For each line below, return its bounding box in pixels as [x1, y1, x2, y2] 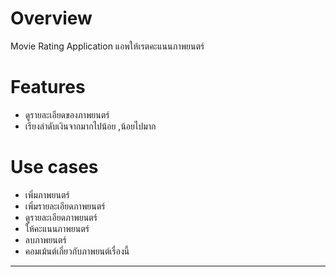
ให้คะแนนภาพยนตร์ [24, 222, 90, 234]
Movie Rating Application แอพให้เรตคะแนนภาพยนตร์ [10, 40, 205, 52]
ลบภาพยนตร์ [24, 233, 67, 246]
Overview [10, 7, 93, 30]
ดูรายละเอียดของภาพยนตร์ [24, 108, 110, 121]
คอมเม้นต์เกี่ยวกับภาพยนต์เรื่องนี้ [24, 245, 130, 257]
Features [10, 76, 86, 99]
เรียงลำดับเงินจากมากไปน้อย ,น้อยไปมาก [24, 120, 157, 132]
